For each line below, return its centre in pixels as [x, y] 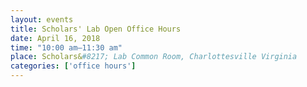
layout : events [42, 19]
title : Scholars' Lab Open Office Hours [96, 29]
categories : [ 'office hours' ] [73, 66]
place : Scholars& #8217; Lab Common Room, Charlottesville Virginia [154, 57]
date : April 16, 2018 [55, 38]
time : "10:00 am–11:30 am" [66, 47]
